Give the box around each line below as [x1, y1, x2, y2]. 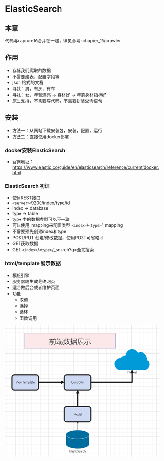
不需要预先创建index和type [12, 228, 67, 235]
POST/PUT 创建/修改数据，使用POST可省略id [12, 235, 103, 241]
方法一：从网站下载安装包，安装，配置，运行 [12, 127, 102, 133]
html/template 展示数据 [5, 260, 61, 267]
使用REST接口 [12, 195, 41, 200]
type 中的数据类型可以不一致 [12, 216, 70, 222]
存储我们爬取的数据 [12, 67, 51, 73]
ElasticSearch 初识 [5, 182, 50, 189]
